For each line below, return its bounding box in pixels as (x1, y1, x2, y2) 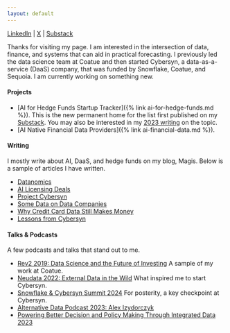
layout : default (7, 10, 54, 17)
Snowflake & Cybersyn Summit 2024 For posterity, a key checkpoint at (17, 289, 220, 297)
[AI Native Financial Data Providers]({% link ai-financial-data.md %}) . (17, 126, 215, 134)
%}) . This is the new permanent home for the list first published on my (17, 110, 218, 119)
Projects (7, 88, 33, 96)
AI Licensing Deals (17, 185, 71, 194)
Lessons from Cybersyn (17, 214, 87, 223)
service (7, 65, 29, 73)
